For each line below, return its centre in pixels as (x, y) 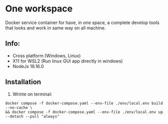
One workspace (39, 9)
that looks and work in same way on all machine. (56, 27)
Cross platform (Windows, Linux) (47, 55)
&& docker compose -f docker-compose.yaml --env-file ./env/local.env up (84, 112)
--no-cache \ (19, 107)
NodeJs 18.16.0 (28, 66)
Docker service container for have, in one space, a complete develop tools (82, 22)
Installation (23, 82)
